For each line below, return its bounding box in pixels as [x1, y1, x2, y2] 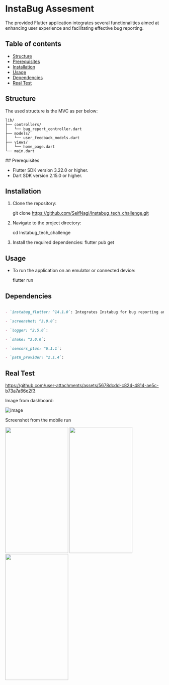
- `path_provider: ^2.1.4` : [5, 355, 64, 360]
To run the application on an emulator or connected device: [12, 268, 136, 274]
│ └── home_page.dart [5, 144, 55, 149]
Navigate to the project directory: [12, 220, 81, 226]
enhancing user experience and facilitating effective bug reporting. [5, 25, 144, 31]
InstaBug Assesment [5, 3, 95, 15]
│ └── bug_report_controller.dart [5, 127, 82, 132]
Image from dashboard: [5, 398, 54, 404]
